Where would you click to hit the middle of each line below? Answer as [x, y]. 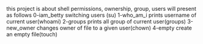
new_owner [21, 28]
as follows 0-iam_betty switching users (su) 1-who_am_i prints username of [102, 15]
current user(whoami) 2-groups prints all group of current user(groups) [96, 21]
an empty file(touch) [32, 34]
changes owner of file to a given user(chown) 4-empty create [114, 28]
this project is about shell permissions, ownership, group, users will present [102, 9]
